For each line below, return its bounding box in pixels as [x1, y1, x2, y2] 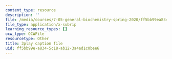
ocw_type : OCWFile [5, 31, 45, 36]
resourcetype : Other [5, 36, 50, 42]
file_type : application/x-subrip [5, 22, 77, 27]
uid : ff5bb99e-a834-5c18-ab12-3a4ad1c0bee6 [5, 46, 100, 51]
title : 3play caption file [5, 41, 63, 46]
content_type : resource [5, 7, 56, 13]
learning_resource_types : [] [5, 27, 68, 32]
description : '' [5, 12, 40, 17]
